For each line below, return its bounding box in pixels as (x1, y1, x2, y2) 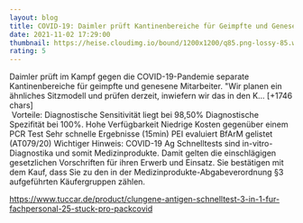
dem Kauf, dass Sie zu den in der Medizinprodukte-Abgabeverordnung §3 (9, 167, 284, 178)
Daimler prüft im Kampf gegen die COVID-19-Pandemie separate (9, 71, 250, 82)
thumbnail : (9, 38, 50, 48)
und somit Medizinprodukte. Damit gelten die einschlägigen (55, 147, 277, 158)
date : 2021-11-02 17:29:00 (9, 30, 111, 39)
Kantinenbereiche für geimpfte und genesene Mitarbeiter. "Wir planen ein (9, 81, 282, 92)
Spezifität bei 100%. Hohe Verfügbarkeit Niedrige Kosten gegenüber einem (9, 119, 289, 130)
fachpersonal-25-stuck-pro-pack (9, 203, 133, 214)
